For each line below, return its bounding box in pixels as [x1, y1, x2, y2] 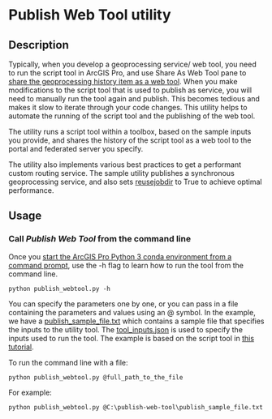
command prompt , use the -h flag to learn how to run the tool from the [8, 260, 244, 270]
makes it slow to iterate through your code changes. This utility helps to [8, 103, 248, 112]
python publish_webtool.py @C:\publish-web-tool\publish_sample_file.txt [8, 403, 264, 411]
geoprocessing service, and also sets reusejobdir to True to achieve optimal [8, 177, 262, 186]
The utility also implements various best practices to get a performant [8, 160, 242, 169]
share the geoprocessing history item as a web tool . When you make [8, 77, 238, 86]
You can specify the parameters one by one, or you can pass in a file [8, 298, 239, 309]
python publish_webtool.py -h [8, 284, 111, 293]
